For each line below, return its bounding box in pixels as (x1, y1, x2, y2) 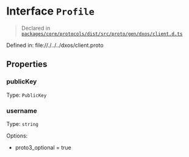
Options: (6, 132, 28, 139)
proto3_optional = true (15, 144, 71, 151)
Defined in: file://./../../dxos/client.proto (6, 41, 104, 49)
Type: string (6, 120, 38, 127)
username (6, 106, 38, 115)
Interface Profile (6, 4, 94, 18)
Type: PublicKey (6, 91, 47, 99)
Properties (6, 59, 48, 69)
